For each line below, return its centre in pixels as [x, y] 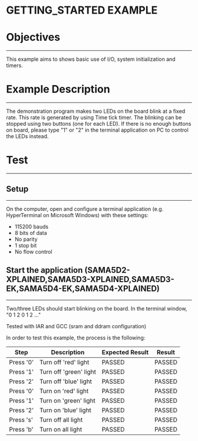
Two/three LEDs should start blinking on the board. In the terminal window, [97, 308]
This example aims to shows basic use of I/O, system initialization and [91, 59]
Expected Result [125, 352]
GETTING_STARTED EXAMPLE [82, 10]
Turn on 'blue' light [65, 410]
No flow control [33, 251]
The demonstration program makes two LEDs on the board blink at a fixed [96, 111]
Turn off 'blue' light [66, 381]
